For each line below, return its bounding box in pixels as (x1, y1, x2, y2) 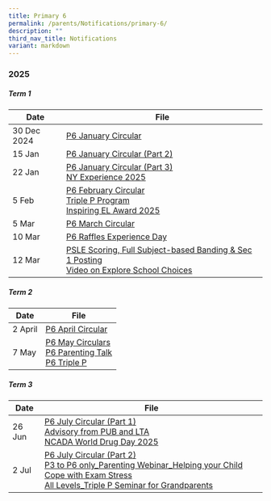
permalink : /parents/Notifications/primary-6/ (8, 19, 168, 27)
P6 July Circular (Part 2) (44, 449, 137, 461)
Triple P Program (65, 195, 131, 206)
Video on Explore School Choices (65, 264, 193, 276)
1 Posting (65, 255, 102, 266)
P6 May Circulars (45, 336, 111, 347)
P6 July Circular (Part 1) (44, 415, 137, 427)
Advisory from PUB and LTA (44, 426, 150, 437)
